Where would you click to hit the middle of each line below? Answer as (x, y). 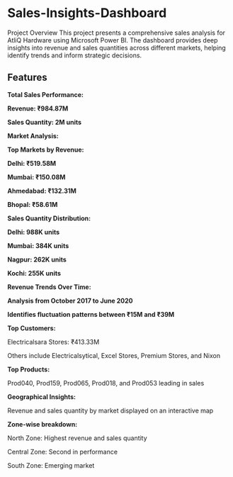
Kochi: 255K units (34, 273)
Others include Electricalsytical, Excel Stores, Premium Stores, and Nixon (114, 355)
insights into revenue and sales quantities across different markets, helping (117, 47)
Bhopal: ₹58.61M (33, 204)
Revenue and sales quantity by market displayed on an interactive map (110, 410)
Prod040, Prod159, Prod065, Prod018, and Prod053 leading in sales (106, 383)
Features (27, 78)
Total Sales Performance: (45, 94)
